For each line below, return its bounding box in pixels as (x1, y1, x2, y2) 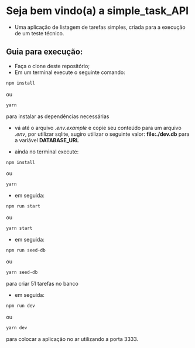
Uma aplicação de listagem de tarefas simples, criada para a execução (14, 24, 186, 31)
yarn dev (6, 324, 28, 330)
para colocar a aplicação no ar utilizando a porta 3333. (6, 335, 139, 342)
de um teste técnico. (14, 29, 64, 36)
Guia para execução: (6, 47, 83, 57)
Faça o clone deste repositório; (14, 62, 90, 69)
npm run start (6, 203, 41, 209)
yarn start (6, 225, 33, 232)
